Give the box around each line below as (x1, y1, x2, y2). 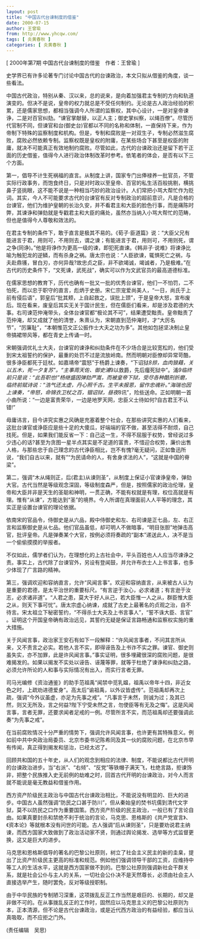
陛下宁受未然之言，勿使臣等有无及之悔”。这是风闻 (71, 701, 194, 708)
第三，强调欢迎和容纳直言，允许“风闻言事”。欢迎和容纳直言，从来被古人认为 (6, 579, 193, 586)
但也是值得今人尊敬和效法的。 (6, 216, 79, 224)
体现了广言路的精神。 (11, 566, 64, 573)
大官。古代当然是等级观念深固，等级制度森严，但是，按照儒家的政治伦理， (6, 481, 189, 488)
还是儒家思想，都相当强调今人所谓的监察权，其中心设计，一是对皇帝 (16, 107, 183, 114)
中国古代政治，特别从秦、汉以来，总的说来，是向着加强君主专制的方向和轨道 (6, 92, 194, 99)
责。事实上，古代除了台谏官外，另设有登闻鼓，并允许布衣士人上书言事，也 (6, 558, 189, 566)
